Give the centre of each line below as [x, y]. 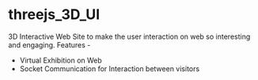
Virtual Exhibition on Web [61, 60]
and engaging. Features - [49, 44]
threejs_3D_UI [54, 15]
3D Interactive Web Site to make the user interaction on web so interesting [129, 36]
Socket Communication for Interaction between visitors [110, 68]
